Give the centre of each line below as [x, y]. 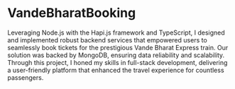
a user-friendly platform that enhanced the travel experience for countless [116, 70]
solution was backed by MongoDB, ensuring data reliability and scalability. [116, 55]
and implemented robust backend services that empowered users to [107, 40]
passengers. [26, 77]
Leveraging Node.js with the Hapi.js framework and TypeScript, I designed [116, 32]
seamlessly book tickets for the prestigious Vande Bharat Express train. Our [118, 47]
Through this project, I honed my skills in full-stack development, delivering [117, 62]
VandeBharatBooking [72, 13]
